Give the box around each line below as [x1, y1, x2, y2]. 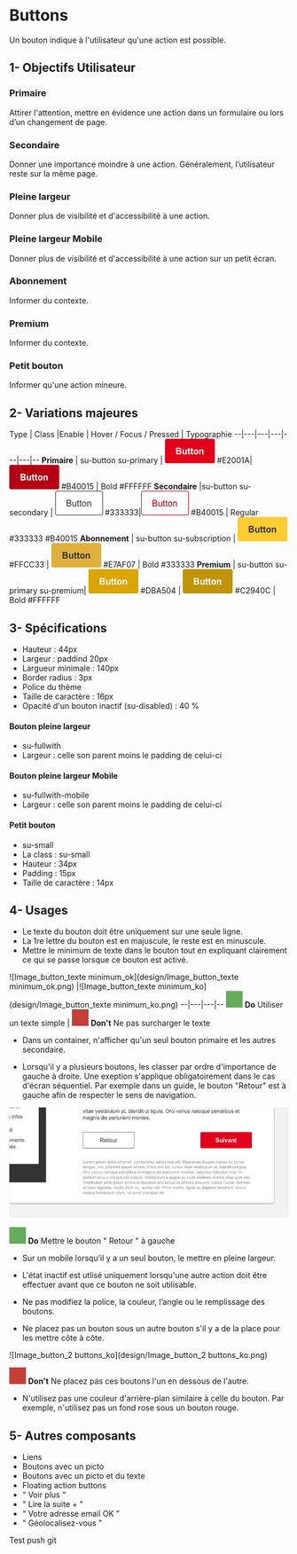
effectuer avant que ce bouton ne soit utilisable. [21, 1279, 197, 1291]
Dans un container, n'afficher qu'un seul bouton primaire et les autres [21, 1035, 277, 1046]
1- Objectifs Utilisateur [9, 60, 136, 75]
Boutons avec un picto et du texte [21, 1471, 145, 1481]
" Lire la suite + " [21, 1499, 84, 1510]
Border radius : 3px [21, 672, 93, 683]
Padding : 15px [21, 867, 76, 878]
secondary [9, 507, 49, 518]
